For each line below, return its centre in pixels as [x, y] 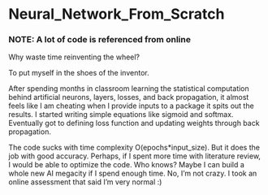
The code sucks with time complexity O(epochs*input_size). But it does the [134, 148]
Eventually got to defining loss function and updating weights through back [134, 123]
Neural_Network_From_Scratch [117, 14]
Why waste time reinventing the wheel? [74, 57]
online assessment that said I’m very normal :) [85, 182]
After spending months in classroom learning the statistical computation [129, 89]
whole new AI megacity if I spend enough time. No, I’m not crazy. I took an [133, 173]
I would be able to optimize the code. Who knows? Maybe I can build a [127, 165]
